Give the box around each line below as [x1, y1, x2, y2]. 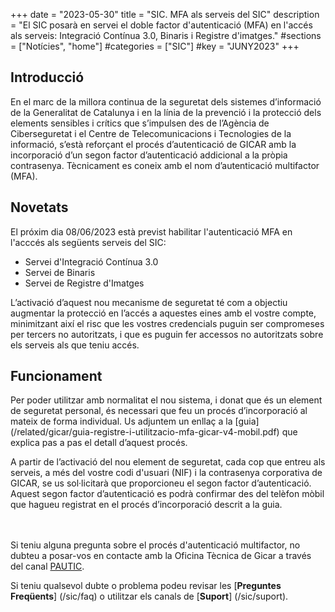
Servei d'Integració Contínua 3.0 [24, 255, 159, 268]
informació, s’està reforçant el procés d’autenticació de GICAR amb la [10, 138, 297, 150]
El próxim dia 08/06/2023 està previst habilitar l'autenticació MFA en [10, 225, 293, 238]
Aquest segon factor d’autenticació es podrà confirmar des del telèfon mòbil [10, 488, 325, 500]
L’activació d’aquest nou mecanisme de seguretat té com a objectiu [10, 296, 288, 308]
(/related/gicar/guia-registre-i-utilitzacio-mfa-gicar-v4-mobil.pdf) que [10, 426, 298, 438]
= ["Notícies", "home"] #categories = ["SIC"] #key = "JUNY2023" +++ [10, 40, 300, 52]
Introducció [10, 69, 85, 86]
